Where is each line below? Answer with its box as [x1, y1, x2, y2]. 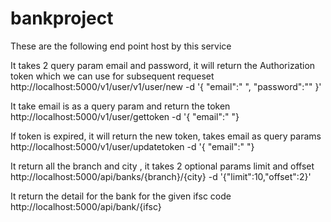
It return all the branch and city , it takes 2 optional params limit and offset [10, 160, 315, 172]
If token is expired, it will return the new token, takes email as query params [10, 130, 322, 142]
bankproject [10, 7, 114, 30]
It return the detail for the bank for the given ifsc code [10, 190, 232, 202]
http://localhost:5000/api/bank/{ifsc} [10, 200, 162, 212]
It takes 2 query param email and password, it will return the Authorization [10, 59, 316, 71]
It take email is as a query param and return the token [10, 100, 231, 112]
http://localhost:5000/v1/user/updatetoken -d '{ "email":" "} [10, 140, 255, 152]
